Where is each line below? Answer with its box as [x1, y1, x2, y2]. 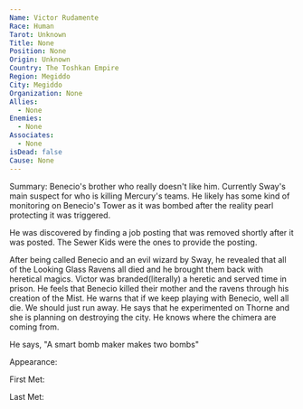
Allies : [9, 97, 39, 107]
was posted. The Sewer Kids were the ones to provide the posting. [9, 237, 258, 247]
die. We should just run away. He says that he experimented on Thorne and [9, 302, 290, 312]
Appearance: [9, 356, 58, 367]
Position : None [9, 47, 67, 56]
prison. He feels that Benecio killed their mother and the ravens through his [9, 283, 289, 293]
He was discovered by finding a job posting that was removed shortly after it [9, 227, 294, 237]
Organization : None [9, 88, 83, 98]
